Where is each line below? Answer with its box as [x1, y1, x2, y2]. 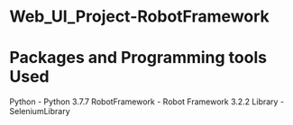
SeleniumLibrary [9, 106, 70, 117]
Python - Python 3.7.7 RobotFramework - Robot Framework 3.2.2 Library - [9, 96, 285, 107]
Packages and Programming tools [9, 48, 268, 68]
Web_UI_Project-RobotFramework [9, 6, 270, 27]
